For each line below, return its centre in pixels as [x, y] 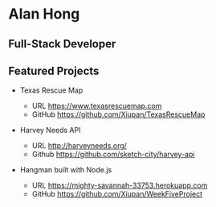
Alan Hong [44, 14]
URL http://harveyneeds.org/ [79, 146]
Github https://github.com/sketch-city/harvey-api [113, 155]
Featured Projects [54, 70]
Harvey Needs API [50, 130]
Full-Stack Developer [62, 44]
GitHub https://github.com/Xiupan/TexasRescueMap [118, 114]
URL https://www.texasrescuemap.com [97, 106]
